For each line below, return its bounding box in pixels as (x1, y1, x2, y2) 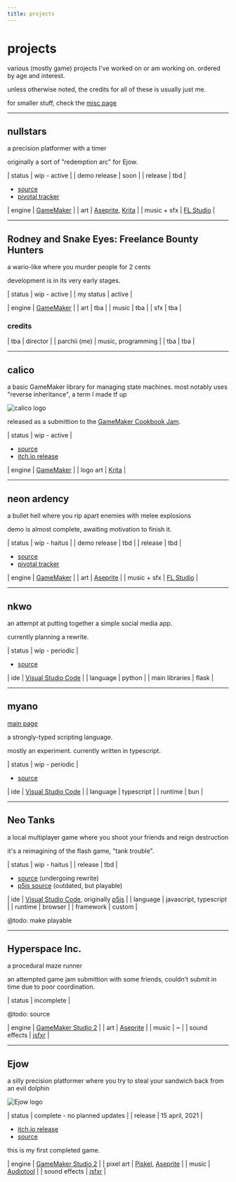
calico (7, 364, 35, 376)
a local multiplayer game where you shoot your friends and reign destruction (7, 833, 229, 841)
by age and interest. (7, 71, 65, 79)
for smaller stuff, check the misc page (7, 98, 117, 107)
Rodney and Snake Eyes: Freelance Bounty (7, 233, 199, 245)
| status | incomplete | (7, 996, 70, 1005)
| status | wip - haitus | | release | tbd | (7, 860, 118, 868)
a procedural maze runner (7, 961, 83, 970)
